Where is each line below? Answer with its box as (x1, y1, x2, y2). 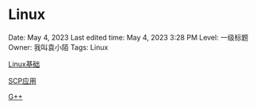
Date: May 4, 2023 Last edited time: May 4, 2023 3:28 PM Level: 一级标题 (8, 32, 249, 42)
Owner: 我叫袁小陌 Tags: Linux (8, 42, 109, 52)
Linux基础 (8, 59, 40, 69)
